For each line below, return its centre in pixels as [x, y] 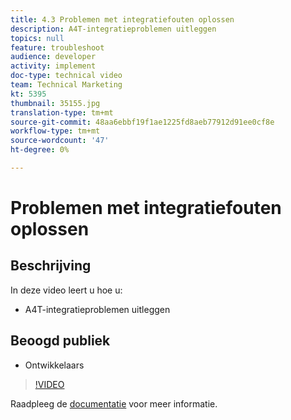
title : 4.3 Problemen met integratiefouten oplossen [122, 19]
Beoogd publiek [60, 341]
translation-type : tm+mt [62, 112]
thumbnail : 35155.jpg [55, 103]
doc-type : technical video [66, 76]
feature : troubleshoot [57, 47]
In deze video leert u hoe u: [66, 290]
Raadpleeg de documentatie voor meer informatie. [114, 403]
